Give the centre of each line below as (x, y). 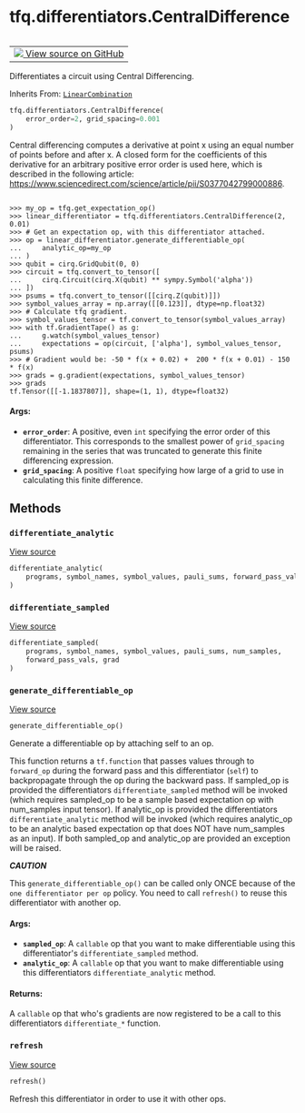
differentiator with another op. (65, 903)
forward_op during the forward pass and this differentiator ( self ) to (134, 771)
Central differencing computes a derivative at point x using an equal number (152, 145)
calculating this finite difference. (83, 480)
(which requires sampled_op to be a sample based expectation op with (142, 800)
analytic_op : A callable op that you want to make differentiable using (153, 963)
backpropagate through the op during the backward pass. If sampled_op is (149, 781)
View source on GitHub (75, 54)
